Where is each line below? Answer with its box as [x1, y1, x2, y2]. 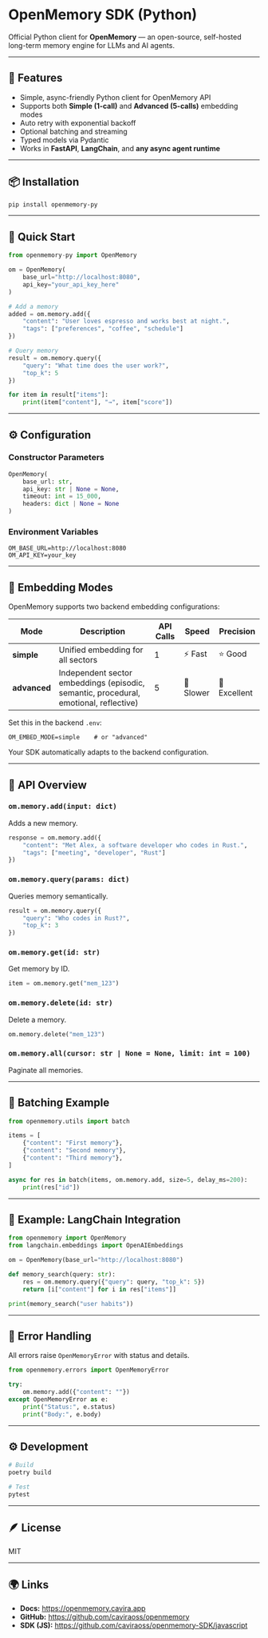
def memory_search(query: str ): [8, 1271, 116, 1279]
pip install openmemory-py [8, 200, 98, 209]
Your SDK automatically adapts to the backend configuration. [8, 747, 209, 757]
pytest [8, 1491, 30, 1499]
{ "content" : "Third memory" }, [22, 1154, 124, 1162]
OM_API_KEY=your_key [8, 551, 77, 559]
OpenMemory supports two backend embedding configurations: [8, 602, 220, 611]
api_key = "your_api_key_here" [22, 280, 120, 289]
